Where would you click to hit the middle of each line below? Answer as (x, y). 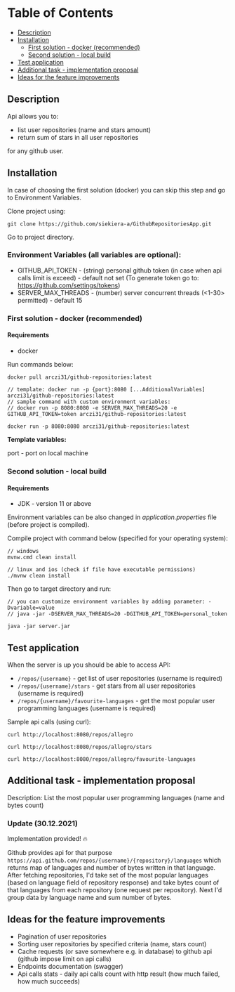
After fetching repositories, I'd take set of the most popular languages (108, 875)
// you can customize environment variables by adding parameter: (106, 602)
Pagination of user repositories (62, 936)
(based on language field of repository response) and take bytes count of (113, 882)
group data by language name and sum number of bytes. (89, 898)
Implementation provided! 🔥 (47, 839)
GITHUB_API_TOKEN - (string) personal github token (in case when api (120, 270)
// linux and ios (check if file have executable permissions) (102, 570)
